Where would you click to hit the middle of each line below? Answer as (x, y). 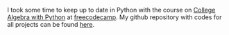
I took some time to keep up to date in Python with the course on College (111, 10)
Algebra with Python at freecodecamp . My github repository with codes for (114, 17)
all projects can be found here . (51, 24)
